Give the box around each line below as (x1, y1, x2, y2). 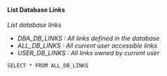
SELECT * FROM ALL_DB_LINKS (7, 62, 89, 69)
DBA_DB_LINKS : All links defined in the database (17, 35, 160, 43)
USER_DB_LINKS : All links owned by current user (17, 49, 160, 57)
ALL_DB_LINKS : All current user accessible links (17, 41, 158, 50)
